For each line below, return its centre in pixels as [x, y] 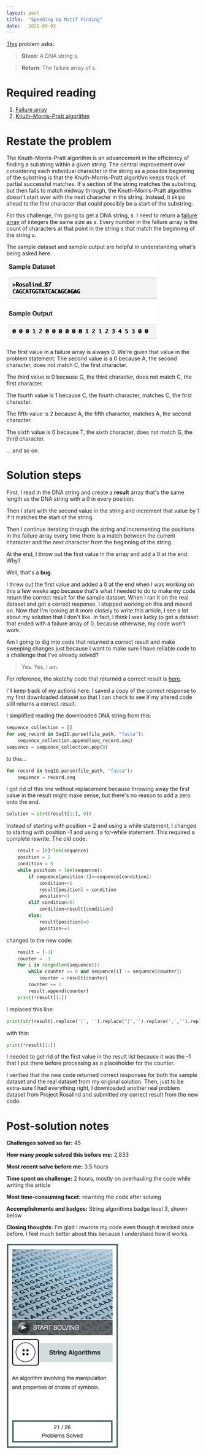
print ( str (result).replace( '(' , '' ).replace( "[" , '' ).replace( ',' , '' [96, 1021]
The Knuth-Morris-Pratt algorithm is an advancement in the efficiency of [98, 158]
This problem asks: [30, 44]
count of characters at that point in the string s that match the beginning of [101, 229]
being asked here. [29, 253]
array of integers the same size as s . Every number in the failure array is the [102, 222]
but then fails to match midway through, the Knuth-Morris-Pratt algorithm [99, 191]
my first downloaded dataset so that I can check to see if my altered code [99, 697]
